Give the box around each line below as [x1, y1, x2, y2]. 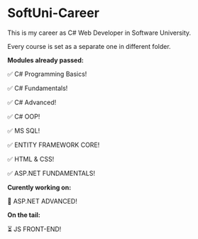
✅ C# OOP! [7, 112, 40, 121]
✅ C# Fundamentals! [7, 84, 68, 92]
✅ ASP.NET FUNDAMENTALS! [7, 169, 96, 177]
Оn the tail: [7, 211, 40, 219]
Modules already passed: [7, 55, 84, 65]
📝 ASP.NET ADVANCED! [7, 196, 78, 205]
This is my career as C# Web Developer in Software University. [7, 28, 192, 37]
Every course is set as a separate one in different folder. [7, 42, 172, 50]
